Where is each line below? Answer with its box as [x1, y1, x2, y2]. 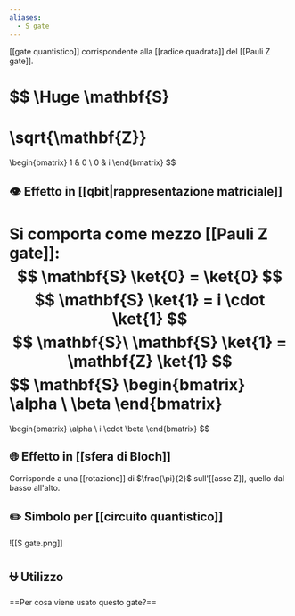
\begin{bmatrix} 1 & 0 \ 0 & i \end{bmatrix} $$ [9, 157, 176, 168]
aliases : [9, 12, 42, 22]
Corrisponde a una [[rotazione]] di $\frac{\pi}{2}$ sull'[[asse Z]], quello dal [9, 472, 285, 483]
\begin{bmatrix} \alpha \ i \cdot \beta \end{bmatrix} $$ [9, 423, 210, 434]
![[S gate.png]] [9, 537, 63, 548]
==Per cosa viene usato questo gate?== [9, 597, 158, 608]
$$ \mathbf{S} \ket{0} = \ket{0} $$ [16, 267, 283, 287]
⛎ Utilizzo [9, 569, 64, 585]
